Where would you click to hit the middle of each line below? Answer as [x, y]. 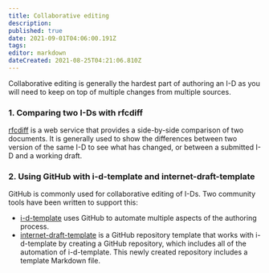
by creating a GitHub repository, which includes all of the [153, 244]
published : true [35, 31]
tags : [17, 46]
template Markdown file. [60, 261]
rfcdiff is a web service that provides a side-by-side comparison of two [126, 130]
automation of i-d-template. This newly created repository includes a [134, 252]
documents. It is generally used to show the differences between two [123, 139]
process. [35, 226]
